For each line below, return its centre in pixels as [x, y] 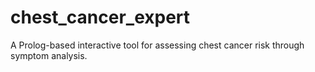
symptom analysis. [49, 55]
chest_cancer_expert [100, 17]
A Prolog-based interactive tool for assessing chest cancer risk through [157, 45]
